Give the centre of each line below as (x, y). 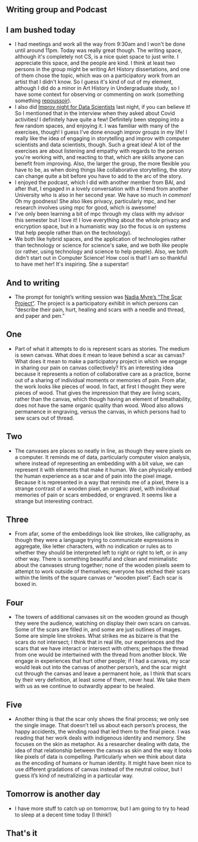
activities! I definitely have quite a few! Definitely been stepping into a (99, 120)
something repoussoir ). (43, 101)
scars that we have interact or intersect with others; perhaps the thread (101, 649)
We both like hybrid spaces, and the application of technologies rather (100, 239)
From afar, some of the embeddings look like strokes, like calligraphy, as (103, 534)
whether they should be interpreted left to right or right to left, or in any (101, 553)
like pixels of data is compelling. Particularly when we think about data (100, 757)
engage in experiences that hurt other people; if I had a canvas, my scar (103, 661)
